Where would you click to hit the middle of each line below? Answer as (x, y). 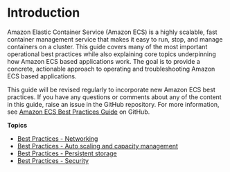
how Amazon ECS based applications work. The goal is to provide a (104, 61)
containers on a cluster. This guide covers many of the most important (107, 46)
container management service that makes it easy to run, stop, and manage (115, 39)
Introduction (44, 13)
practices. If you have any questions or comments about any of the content (114, 97)
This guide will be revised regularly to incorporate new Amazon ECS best (112, 89)
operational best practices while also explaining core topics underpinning (112, 54)
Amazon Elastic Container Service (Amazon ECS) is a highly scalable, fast (112, 32)
